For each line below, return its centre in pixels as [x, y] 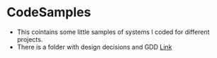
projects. [30, 39]
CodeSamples [49, 12]
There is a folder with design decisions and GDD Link [94, 47]
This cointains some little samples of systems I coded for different [113, 32]
